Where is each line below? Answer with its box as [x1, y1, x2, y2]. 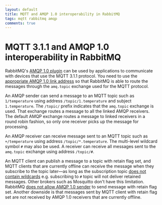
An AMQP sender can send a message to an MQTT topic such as [5, 93, 134, 99]
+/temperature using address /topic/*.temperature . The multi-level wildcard [5, 138, 158, 144]
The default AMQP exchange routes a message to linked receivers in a [5, 114, 146, 120]
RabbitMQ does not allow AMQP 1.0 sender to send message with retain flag [5, 184, 157, 190]
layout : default [5, 7, 38, 12]
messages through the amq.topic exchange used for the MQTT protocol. [5, 84, 149, 89]
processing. [5, 124, 29, 130]
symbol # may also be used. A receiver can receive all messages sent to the [5, 144, 156, 150]
